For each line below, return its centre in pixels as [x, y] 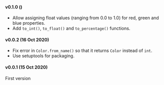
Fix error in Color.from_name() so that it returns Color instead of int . [82, 51]
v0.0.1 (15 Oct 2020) [27, 67]
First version [18, 78]
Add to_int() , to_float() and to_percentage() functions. [71, 28]
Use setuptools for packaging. [43, 56]
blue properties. [29, 23]
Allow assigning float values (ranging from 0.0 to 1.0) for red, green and [86, 18]
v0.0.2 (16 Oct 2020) [27, 40]
